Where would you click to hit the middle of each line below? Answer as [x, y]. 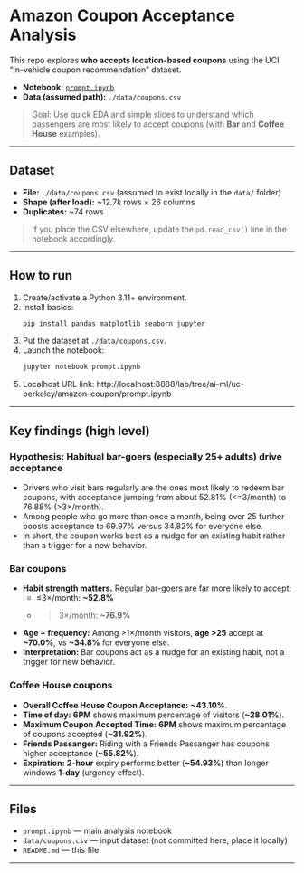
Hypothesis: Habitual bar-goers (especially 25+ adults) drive [146, 456]
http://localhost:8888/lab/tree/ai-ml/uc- [170, 384]
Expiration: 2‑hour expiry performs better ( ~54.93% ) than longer [145, 763]
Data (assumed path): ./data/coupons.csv [102, 97]
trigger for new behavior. [69, 662]
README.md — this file [61, 850]
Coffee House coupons [61, 686]
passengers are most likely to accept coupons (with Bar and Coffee [158, 124]
